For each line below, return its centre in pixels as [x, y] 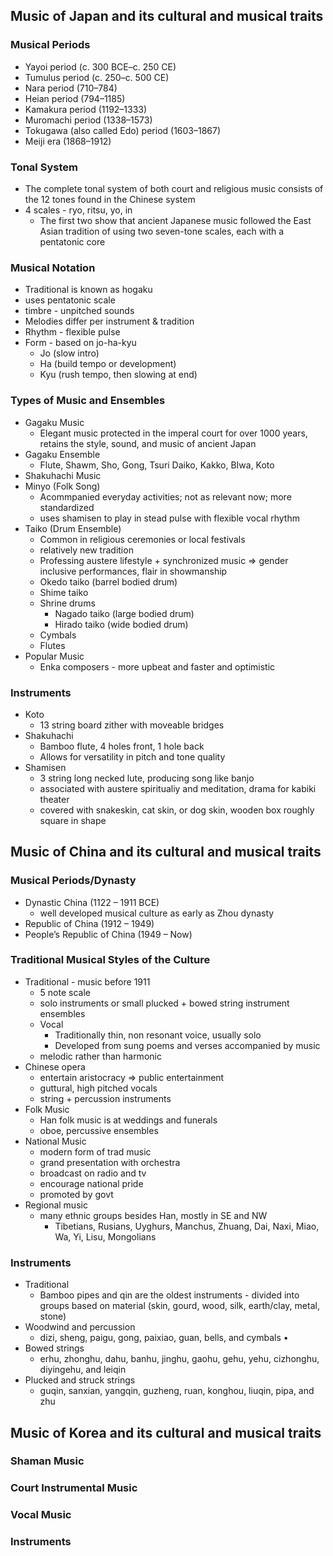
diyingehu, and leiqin [83, 1370]
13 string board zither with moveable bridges [132, 725]
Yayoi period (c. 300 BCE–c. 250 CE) [100, 66]
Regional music [56, 1205]
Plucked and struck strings [80, 1380]
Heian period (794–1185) [75, 98]
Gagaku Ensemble [62, 454]
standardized [67, 507]
